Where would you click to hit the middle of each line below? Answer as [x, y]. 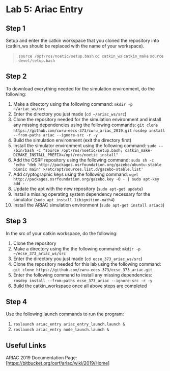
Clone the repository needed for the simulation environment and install [87, 119]
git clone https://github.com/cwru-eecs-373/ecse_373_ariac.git [83, 270]
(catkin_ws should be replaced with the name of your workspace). [75, 46]
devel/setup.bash [37, 61]
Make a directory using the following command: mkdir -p [73, 104]
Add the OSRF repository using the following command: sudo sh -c [83, 160]
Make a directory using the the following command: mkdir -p [77, 248]
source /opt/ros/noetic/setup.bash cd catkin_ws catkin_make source [91, 56]
